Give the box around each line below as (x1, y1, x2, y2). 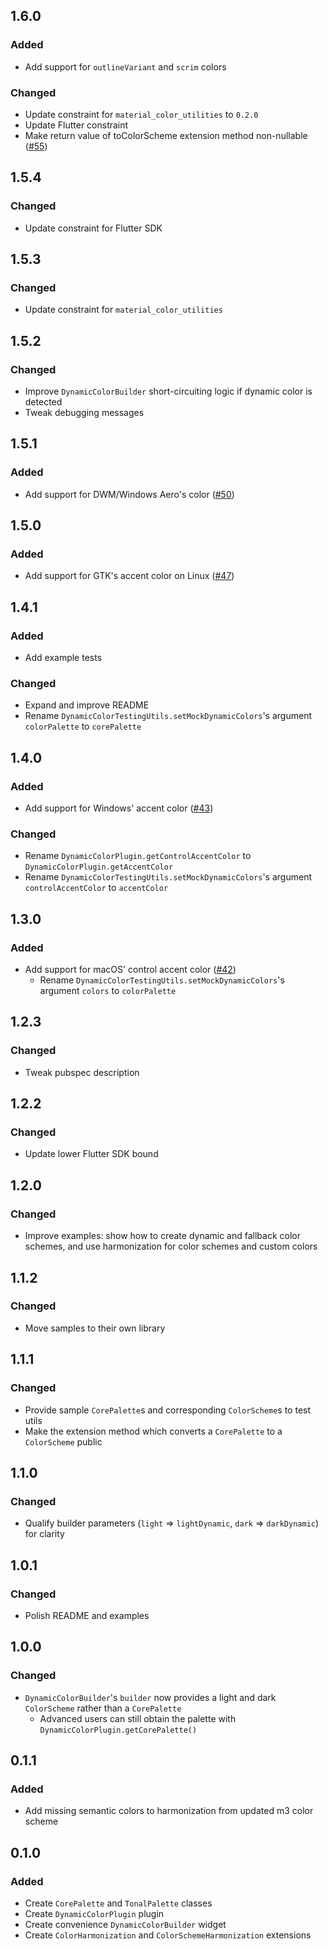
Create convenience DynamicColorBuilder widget (24, 1918, 227, 1930)
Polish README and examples (24, 1609, 150, 1621)
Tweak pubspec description (24, 1066, 140, 1078)
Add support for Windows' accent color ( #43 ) (24, 802, 214, 814)
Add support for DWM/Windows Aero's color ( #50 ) (24, 488, 235, 500)
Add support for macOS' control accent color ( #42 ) (24, 964, 237, 976)
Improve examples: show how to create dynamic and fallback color (24, 1230, 301, 1242)
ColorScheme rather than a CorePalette (24, 1702, 182, 1714)
